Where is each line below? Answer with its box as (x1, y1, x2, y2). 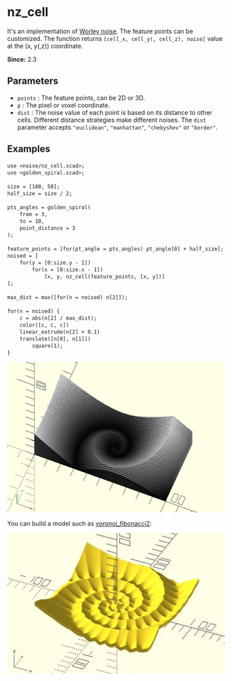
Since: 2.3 (7, 55, 37, 63)
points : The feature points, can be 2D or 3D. (17, 93, 145, 102)
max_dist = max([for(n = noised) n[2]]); (7, 293, 128, 301)
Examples (7, 143, 50, 155)
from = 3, (19, 210, 48, 218)
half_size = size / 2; (7, 190, 72, 197)
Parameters (7, 75, 59, 87)
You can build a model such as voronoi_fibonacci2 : (7, 519, 152, 527)
